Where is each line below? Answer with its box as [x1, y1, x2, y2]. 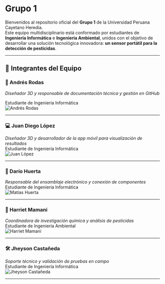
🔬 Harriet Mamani [5, 206, 48, 213]
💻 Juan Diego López [5, 122, 55, 129]
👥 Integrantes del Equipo [5, 64, 82, 73]
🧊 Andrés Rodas [5, 79, 44, 86]
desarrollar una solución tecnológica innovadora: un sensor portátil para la [5, 40, 158, 46]
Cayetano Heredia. [5, 24, 43, 30]
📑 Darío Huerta [5, 168, 41, 175]
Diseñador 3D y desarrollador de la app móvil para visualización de [5, 135, 142, 141]
